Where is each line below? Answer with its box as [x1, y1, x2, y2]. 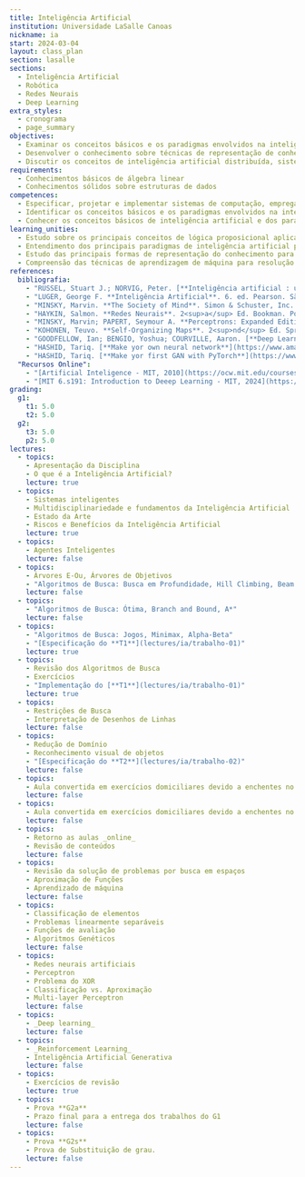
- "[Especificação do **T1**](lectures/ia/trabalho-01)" [25, 638, 246, 648]
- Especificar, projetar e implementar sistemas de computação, [17, 199, 266, 209]
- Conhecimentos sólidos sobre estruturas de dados [17, 183, 218, 192]
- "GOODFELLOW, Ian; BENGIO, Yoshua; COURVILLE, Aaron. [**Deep [25, 334, 274, 344]
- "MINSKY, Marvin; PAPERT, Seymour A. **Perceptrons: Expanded [25, 317, 274, 327]
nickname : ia [9, 30, 59, 39]
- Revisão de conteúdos [25, 842, 116, 851]
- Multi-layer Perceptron [25, 993, 124, 1002]
